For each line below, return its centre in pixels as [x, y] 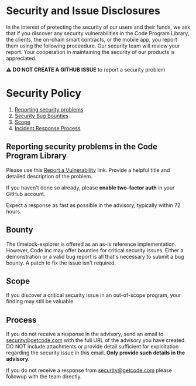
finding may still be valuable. [40, 302]
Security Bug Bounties [42, 116]
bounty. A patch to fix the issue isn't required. [61, 263]
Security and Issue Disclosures [83, 11]
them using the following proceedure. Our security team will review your [93, 46]
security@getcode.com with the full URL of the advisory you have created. [96, 340]
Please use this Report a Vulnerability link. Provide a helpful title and [88, 170]
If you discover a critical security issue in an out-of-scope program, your [94, 295]
